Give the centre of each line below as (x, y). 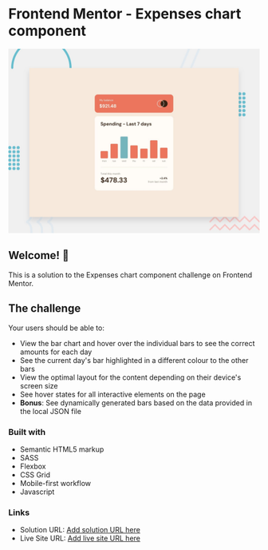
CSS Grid (35, 475)
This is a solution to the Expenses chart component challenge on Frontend (130, 275)
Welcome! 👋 (39, 255)
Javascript (37, 492)
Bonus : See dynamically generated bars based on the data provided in (136, 403)
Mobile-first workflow (55, 483)
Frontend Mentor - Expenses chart (125, 14)
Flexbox (33, 466)
